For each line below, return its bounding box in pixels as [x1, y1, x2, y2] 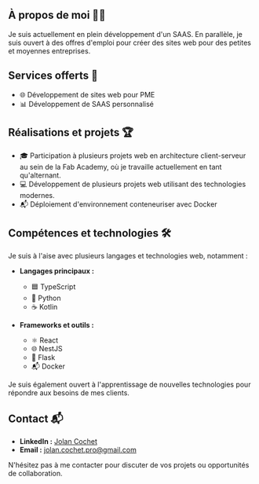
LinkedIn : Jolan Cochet [19, 437, 98, 446]
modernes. [19, 191, 55, 200]
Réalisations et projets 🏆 [8, 126, 133, 139]
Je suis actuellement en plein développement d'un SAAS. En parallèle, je [8, 29, 243, 38]
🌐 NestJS [31, 344, 63, 354]
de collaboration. [8, 469, 63, 478]
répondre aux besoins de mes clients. [8, 388, 129, 398]
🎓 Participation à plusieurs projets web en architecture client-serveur [19, 151, 246, 160]
